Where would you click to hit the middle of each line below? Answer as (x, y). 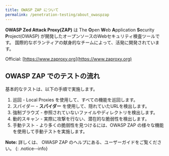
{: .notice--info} (31, 149)
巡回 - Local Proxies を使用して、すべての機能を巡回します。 (75, 100)
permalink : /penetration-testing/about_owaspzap (57, 15)
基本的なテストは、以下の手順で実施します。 (51, 89)
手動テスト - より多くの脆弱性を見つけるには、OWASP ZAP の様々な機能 (88, 125)
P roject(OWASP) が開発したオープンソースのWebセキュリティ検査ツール (80, 36)
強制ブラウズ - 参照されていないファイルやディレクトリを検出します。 (85, 112)
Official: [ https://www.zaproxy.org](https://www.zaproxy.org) (69, 59)
